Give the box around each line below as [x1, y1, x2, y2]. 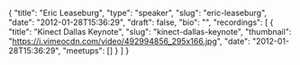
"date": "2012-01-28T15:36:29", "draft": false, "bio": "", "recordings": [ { [8, 17, 274, 28]
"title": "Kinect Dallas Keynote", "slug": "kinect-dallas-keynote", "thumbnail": [8, 27, 292, 37]
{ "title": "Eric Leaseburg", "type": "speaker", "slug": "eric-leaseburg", [8, 8, 268, 18]
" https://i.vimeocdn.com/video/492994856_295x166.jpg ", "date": [8, 36, 251, 46]
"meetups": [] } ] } [62, 45, 130, 56]
